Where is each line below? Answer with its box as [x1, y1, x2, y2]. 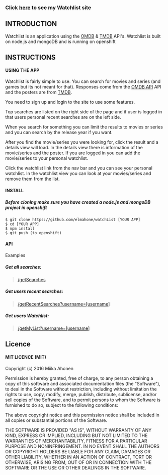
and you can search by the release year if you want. [5, 129, 113, 136]
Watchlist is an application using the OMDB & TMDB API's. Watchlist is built [5, 33, 161, 39]
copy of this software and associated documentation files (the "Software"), [5, 380, 161, 386]
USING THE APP [5, 67, 40, 73]
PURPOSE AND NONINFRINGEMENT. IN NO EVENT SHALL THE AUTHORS [5, 443, 160, 449]
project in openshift [5, 204, 47, 210]
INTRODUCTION [5, 20, 57, 28]
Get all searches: [5, 264, 42, 270]
